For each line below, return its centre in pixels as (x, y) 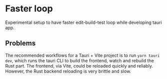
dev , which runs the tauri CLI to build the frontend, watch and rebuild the (79, 61)
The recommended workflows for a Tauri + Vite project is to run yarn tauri (82, 55)
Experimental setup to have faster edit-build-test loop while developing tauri (84, 22)
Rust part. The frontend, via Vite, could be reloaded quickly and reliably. (79, 66)
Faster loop (29, 9)
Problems (20, 43)
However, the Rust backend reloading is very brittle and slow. (68, 71)
